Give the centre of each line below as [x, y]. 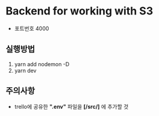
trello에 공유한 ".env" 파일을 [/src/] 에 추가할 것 [71, 106]
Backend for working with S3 [79, 11]
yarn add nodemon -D [42, 64]
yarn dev [25, 70]
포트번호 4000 [32, 28]
